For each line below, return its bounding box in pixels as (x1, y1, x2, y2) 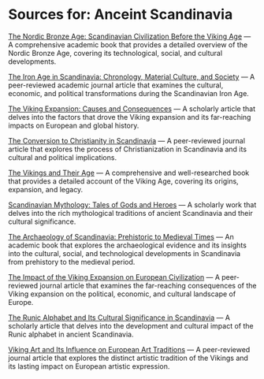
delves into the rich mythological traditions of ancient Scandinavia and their (8, 208, 254, 217)
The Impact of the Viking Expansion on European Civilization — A (8, 272, 221, 281)
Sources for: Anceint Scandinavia (8, 6, 233, 24)
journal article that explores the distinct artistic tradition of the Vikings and (8, 353, 248, 362)
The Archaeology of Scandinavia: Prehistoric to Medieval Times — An (8, 232, 234, 241)
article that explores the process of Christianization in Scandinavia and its (8, 144, 247, 154)
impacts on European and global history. (8, 121, 139, 130)
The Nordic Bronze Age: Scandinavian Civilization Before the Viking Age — (8, 32, 251, 41)
